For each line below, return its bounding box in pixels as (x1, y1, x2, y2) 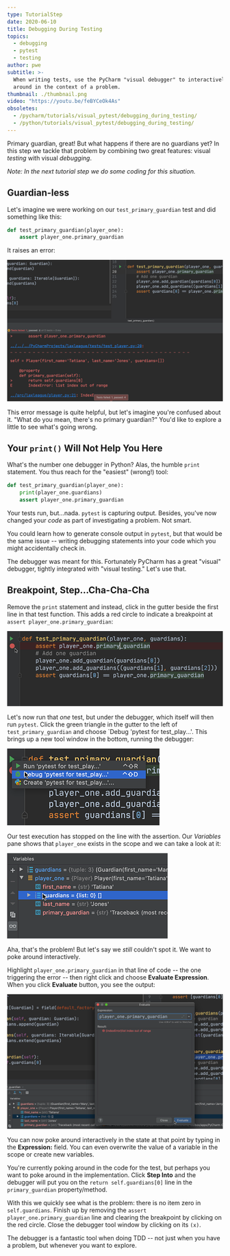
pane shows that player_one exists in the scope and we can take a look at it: (7, 840, 221, 848)
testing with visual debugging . (7, 154, 92, 162)
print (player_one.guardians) (19, 489, 103, 497)
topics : (7, 33, 29, 40)
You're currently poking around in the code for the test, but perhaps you (7, 1163, 211, 1172)
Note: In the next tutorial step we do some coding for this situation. (7, 167, 196, 175)
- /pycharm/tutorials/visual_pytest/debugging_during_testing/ (13, 112, 197, 119)
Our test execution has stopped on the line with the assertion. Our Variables (7, 832, 221, 840)
